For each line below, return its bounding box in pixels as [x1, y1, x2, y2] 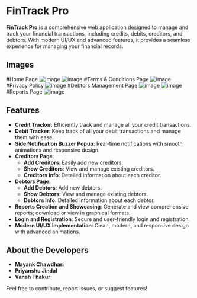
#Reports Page [6, 88, 43, 95]
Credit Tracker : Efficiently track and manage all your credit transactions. [14, 121, 192, 128]
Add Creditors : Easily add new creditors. [23, 159, 123, 166]
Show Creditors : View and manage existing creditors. [23, 165, 155, 172]
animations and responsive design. [14, 146, 100, 153]
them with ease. [14, 133, 54, 140]
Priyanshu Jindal [14, 267, 57, 274]
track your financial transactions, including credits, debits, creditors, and [6, 30, 183, 37]
